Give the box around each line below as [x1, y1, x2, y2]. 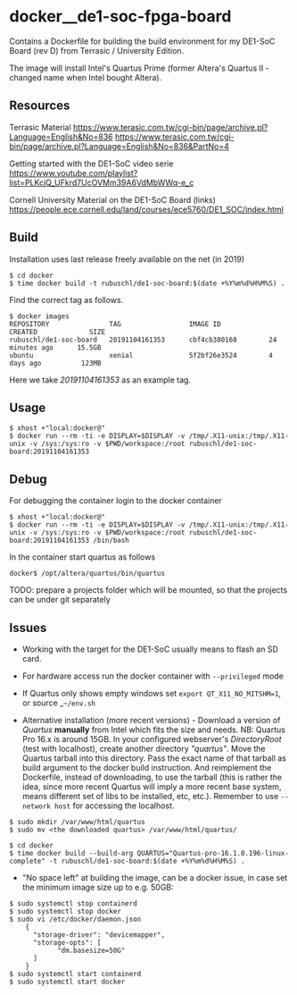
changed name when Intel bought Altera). [9, 72, 162, 82]
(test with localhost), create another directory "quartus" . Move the [21, 744, 266, 754]
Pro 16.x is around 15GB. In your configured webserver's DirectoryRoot [21, 734, 283, 744]
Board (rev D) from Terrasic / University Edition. [9, 45, 185, 55]
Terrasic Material [9, 122, 71, 132]
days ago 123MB [9, 358, 102, 367]
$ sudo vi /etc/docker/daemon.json [9, 915, 142, 923]
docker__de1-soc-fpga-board [9, 6, 232, 27]
